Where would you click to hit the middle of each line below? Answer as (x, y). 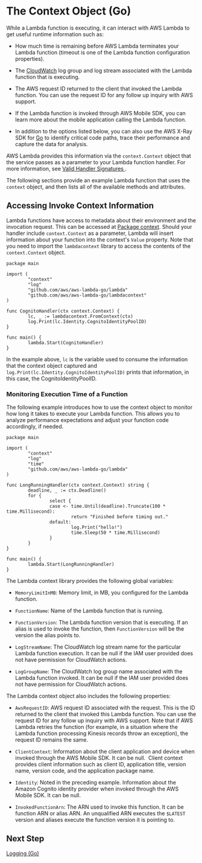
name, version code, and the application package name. (85, 771)
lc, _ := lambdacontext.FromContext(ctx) (81, 316)
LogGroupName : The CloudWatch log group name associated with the (99, 672)
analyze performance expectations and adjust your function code (87, 420)
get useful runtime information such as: (55, 34)
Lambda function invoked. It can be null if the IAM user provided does (102, 678)
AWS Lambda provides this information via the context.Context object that (99, 156)
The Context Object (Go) (69, 11)
